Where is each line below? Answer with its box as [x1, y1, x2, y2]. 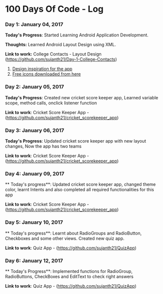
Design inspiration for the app [12, 66, 73, 72]
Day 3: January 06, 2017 [5, 127, 65, 134]
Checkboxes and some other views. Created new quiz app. [5, 235, 125, 241]
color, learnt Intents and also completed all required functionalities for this [5, 187, 154, 193]
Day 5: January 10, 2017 [5, 219, 63, 226]
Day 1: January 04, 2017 [5, 21, 63, 28]
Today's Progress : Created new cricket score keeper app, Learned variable [5, 94, 159, 100]
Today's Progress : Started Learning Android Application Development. [5, 32, 149, 38]
